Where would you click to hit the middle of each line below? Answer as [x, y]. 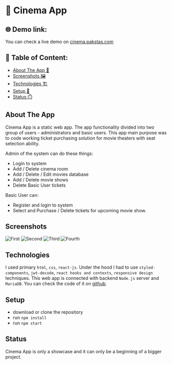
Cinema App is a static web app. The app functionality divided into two [80, 127]
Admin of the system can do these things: [49, 153]
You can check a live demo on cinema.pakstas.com [59, 42]
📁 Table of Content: [37, 58]
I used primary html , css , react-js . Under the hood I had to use [72, 267]
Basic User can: [22, 195]
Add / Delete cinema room [40, 169]
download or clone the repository [48, 312]
